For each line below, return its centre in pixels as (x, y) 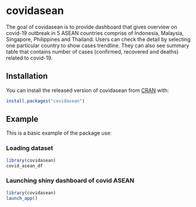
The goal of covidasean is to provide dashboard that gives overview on (92, 27)
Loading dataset (30, 148)
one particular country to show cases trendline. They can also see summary (98, 45)
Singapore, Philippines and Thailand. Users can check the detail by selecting (98, 39)
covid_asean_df (25, 166)
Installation (27, 76)
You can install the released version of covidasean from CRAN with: (87, 90)
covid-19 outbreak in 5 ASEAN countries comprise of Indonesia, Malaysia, (95, 33)
